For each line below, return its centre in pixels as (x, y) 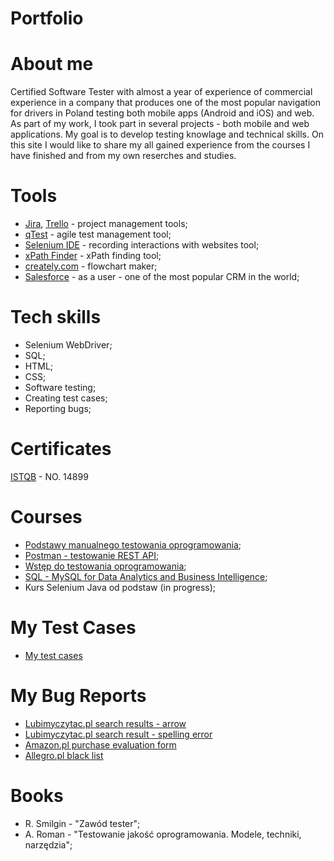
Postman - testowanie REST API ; (92, 555)
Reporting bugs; (58, 408)
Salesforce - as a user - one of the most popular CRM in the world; (162, 277)
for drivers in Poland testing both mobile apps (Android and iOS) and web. (162, 113)
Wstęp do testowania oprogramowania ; (105, 566)
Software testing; (60, 387)
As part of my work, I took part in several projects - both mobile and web (160, 124)
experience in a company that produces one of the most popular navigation (165, 103)
